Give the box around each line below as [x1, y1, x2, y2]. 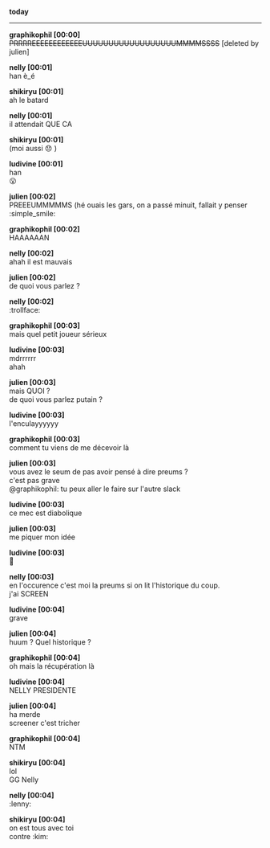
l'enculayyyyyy [9, 419, 59, 428]
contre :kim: [9, 832, 49, 841]
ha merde [9, 710, 41, 719]
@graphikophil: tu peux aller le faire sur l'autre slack [9, 484, 181, 494]
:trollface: [9, 305, 41, 314]
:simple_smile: [9, 209, 56, 218]
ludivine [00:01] [9, 159, 63, 168]
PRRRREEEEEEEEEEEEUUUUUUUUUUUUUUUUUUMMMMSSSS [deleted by [9, 39, 260, 47]
